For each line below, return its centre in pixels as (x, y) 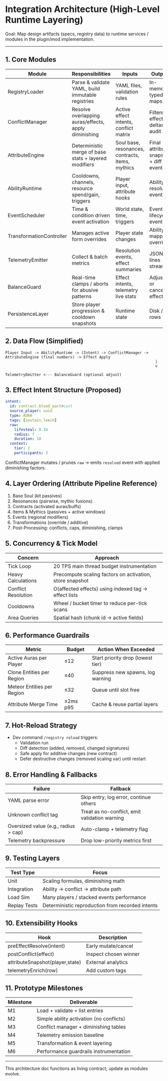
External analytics (107, 962)
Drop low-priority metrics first (116, 840)
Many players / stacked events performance (94, 897)
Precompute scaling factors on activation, (102, 574)
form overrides (89, 239)
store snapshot (71, 580)
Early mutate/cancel (109, 946)
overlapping (86, 115)
